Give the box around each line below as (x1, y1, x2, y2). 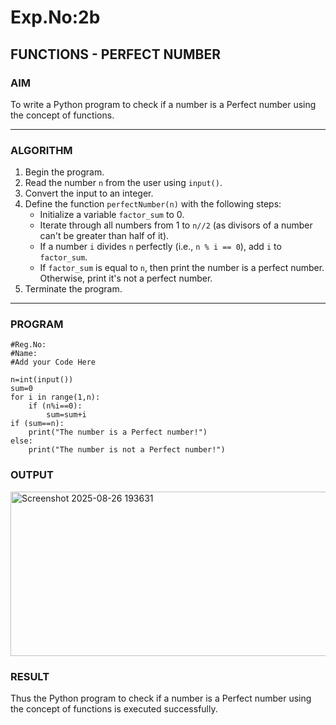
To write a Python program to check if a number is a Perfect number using (10, 98, 317, 110)
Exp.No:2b (10, 6, 101, 29)
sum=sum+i (46, 410, 87, 420)
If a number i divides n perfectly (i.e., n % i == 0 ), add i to (39, 241, 282, 253)
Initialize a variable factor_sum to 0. (39, 209, 185, 221)
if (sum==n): (10, 419, 65, 429)
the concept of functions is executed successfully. (10, 703, 218, 715)
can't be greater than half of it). (39, 230, 170, 242)
